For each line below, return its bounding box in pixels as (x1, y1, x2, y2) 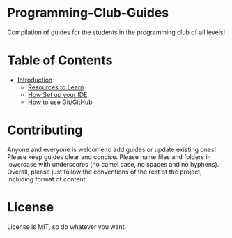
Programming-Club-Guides (7, 5, 169, 21)
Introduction (17, 75, 53, 84)
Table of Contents (7, 52, 113, 68)
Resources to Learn (27, 82, 84, 91)
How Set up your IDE (27, 90, 88, 98)
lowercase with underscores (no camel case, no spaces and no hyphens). (7, 160, 219, 168)
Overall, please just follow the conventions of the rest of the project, (7, 168, 202, 176)
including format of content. (7, 174, 88, 183)
